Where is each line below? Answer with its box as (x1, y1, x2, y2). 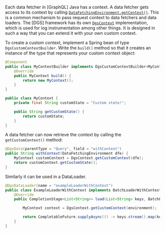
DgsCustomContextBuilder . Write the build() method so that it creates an (5, 45, 151, 51)
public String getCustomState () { (14, 109, 84, 114)
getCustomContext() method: (5, 137, 63, 143)
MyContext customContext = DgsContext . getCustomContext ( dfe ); (14, 155, 144, 161)
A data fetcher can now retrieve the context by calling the (5, 132, 122, 138)
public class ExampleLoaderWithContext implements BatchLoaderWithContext (5, 187, 162, 193)
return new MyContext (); (23, 78, 74, 83)
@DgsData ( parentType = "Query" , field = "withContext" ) (5, 147, 122, 152)
